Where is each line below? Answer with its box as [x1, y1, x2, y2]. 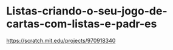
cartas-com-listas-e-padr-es [6, 17, 157, 31]
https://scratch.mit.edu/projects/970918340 [6, 37, 116, 44]
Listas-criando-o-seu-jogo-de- [6, 4, 168, 18]
